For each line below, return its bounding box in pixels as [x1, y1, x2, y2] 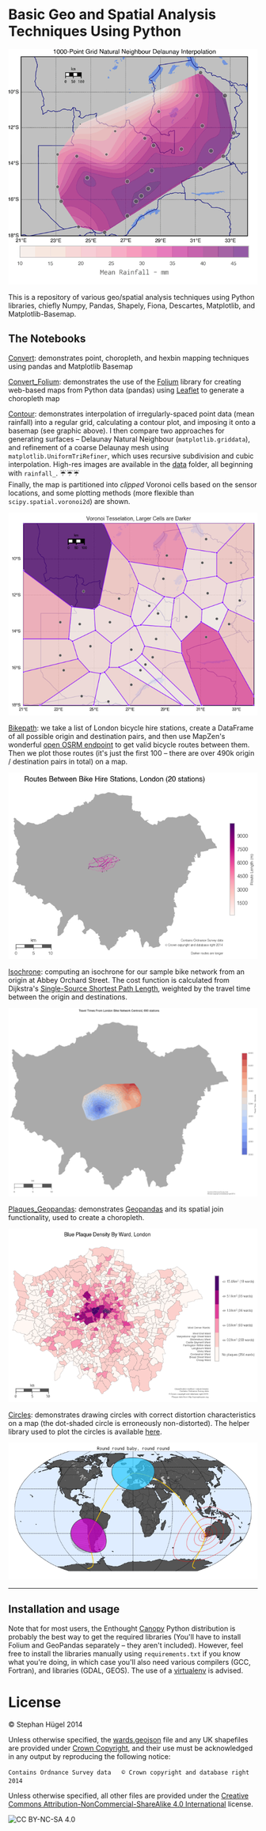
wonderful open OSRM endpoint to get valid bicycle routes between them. [8, 740, 250, 749]
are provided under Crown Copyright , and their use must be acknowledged [8, 1743, 253, 1753]
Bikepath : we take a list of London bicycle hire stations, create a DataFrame [8, 723, 254, 733]
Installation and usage [8, 1602, 120, 1616]
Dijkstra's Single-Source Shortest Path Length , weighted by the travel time [8, 984, 251, 994]
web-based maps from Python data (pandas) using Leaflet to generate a [8, 385, 245, 395]
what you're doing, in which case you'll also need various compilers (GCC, [8, 1657, 251, 1666]
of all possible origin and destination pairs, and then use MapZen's [8, 732, 226, 741]
